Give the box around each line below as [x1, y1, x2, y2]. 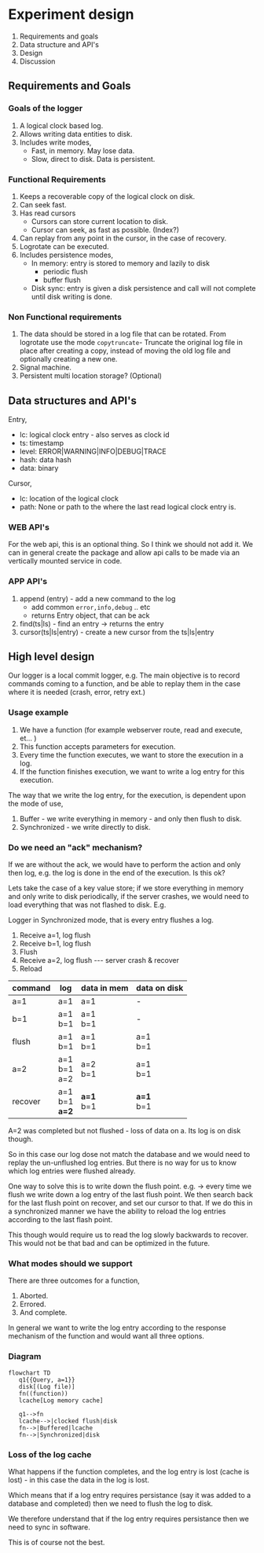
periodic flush [42, 266, 88, 276]
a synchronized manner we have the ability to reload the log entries [8, 1206, 226, 1216]
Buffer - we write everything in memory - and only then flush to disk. [19, 813, 242, 823]
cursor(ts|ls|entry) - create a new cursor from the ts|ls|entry [19, 627, 214, 637]
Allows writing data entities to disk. [19, 129, 133, 138]
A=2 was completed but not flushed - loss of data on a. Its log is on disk [8, 1126, 241, 1136]
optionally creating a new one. [19, 354, 118, 364]
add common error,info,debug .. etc [31, 602, 151, 611]
